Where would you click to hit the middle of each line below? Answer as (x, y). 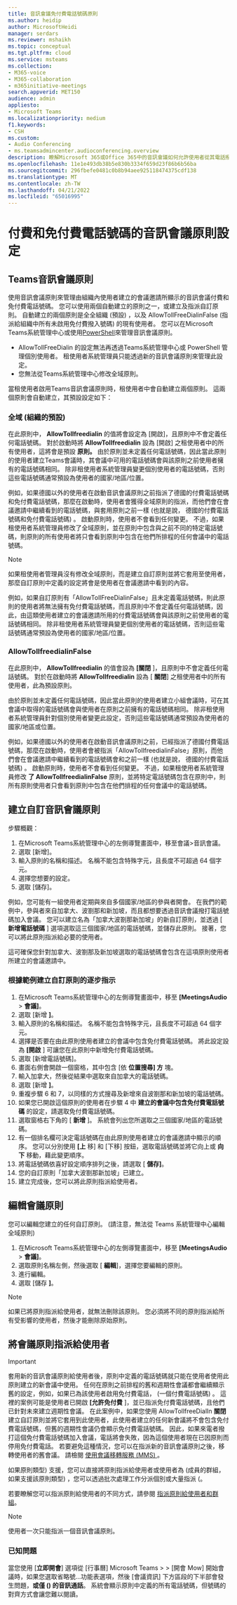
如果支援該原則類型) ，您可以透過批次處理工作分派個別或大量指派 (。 (107, 1479)
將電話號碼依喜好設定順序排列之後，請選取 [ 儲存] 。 (93, 1164)
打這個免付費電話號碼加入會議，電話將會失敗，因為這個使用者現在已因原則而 (118, 1438)
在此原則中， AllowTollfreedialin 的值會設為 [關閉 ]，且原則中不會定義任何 (115, 667)
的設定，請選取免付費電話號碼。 (72, 1111)
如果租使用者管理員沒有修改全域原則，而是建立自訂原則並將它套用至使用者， (118, 574)
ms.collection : (30, 66)
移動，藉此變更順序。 (57, 1155)
